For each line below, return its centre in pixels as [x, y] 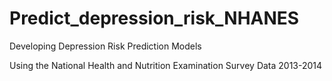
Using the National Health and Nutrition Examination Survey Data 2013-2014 [166, 65]
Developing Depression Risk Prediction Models [105, 46]
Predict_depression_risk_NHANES [154, 18]
